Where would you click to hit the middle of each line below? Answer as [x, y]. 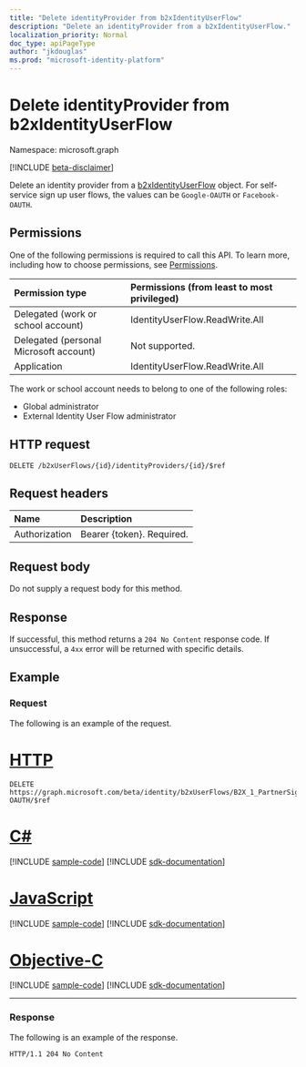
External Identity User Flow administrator [99, 416]
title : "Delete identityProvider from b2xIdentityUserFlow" [126, 18]
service [24, 194]
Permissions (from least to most [202, 287]
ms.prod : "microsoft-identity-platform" [87, 60]
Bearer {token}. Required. [134, 534]
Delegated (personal [58, 340]
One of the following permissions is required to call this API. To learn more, [150, 255]
